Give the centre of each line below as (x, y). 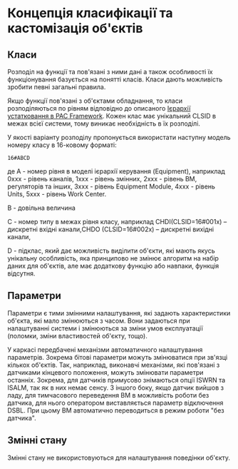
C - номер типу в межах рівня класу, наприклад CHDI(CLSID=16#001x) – (117, 222)
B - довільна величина (42, 208)
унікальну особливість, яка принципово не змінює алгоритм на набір (113, 258)
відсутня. (21, 273)
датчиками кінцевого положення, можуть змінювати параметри (105, 372)
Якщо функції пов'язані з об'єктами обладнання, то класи (95, 101)
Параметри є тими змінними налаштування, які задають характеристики (119, 313)
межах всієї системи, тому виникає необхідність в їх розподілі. (104, 123)
